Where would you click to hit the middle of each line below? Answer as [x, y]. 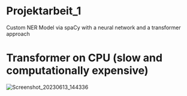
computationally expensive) [77, 71]
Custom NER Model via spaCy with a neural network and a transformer [93, 27]
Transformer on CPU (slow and [85, 58]
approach [18, 33]
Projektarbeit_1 [44, 11]
